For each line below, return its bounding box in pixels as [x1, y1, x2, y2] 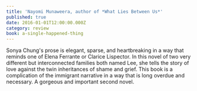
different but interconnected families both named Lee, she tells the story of [6, 60, 189, 67]
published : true [6, 14, 46, 20]
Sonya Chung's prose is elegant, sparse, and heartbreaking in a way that [6, 47, 184, 54]
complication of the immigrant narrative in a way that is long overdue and [6, 72, 185, 79]
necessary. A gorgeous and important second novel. [6, 78, 135, 86]
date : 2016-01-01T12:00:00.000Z [6, 19, 86, 25]
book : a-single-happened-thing [6, 31, 84, 37]
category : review [6, 25, 49, 31]
